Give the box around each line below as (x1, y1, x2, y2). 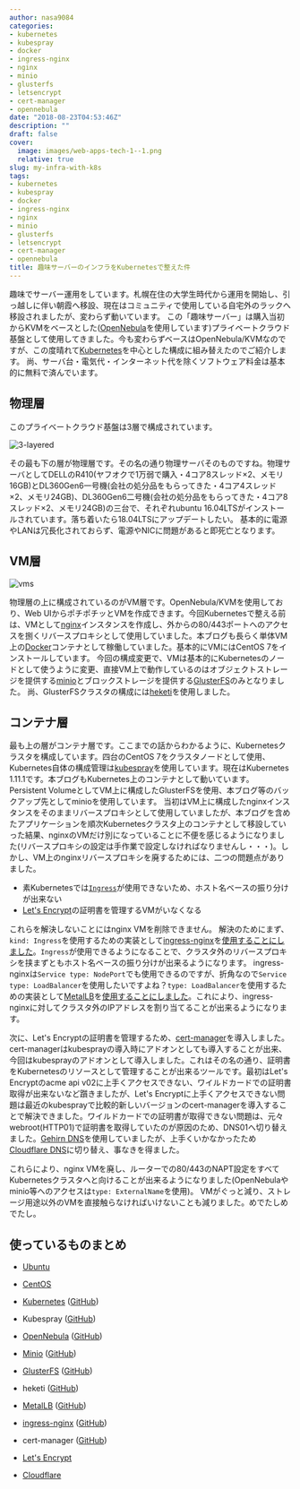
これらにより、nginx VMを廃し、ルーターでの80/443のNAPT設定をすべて (9, 1164, 280, 1175)
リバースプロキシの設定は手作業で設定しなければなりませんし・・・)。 (20, 841, 282, 852)
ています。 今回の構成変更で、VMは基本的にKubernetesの (56, 652, 270, 663)
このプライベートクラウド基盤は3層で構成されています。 (9, 421, 218, 432)
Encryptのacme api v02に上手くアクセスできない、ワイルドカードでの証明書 (9, 1077, 292, 1089)
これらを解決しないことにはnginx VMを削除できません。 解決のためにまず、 (9, 924, 289, 934)
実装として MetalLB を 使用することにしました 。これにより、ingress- (24, 991, 274, 1002)
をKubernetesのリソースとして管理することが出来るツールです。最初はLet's (9, 1066, 288, 1077)
